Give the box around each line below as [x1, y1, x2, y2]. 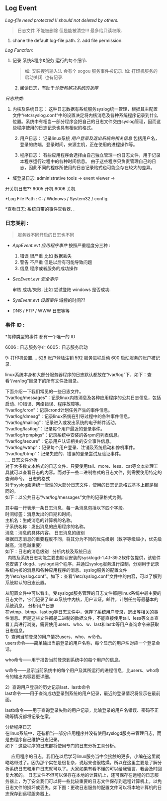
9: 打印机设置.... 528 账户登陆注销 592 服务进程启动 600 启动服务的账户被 [5, 355, 156, 361]
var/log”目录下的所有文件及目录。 [12, 378, 81, 384]
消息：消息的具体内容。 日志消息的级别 [5, 530, 85, 536]
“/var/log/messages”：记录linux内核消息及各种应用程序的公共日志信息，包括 [5, 395, 162, 400]
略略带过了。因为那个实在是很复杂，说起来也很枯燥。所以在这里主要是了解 [5, 760, 158, 766]
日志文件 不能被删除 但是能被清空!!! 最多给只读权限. [17, 27, 122, 33]
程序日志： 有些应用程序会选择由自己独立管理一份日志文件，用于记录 [19, 152, 161, 158]
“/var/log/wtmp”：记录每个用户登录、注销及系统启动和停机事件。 [5, 444, 138, 450]
